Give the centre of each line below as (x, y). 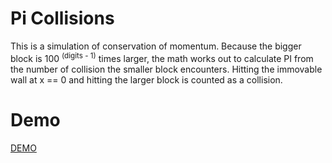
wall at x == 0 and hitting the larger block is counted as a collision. (146, 79)
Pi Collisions (62, 18)
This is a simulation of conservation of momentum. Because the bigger (156, 46)
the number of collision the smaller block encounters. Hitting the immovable (166, 69)
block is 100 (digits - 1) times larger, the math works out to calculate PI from (162, 57)
